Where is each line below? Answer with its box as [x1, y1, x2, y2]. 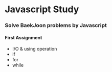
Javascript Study [5, 4, 79, 15]
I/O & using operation [12, 46, 57, 52]
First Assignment [5, 34, 42, 40]
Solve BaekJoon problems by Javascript [5, 22, 107, 29]
